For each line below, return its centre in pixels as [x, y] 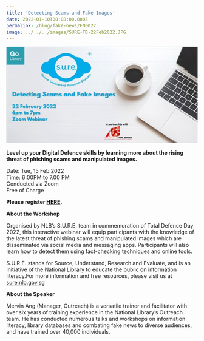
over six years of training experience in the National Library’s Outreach [95, 312]
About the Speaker [30, 294]
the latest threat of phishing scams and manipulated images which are [94, 238]
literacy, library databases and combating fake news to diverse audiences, [99, 325]
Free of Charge [25, 190]
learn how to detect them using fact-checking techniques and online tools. [100, 251]
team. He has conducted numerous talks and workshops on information [96, 319]
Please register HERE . [34, 202]
